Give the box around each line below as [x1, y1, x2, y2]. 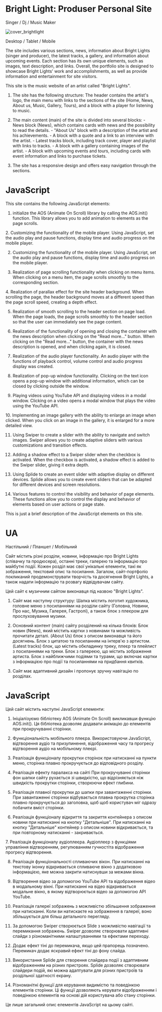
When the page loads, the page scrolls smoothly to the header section [12, 314, 152, 320]
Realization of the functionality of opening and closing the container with [12, 328, 157, 334]
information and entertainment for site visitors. [5, 73, 98, 79]
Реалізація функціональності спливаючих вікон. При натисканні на [12, 858, 150, 864]
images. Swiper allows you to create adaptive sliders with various [12, 437, 143, 443]
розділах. [12, 673, 32, 679]
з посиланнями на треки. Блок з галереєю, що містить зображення [12, 648, 151, 654]
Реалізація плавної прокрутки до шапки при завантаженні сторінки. [12, 789, 152, 795]
